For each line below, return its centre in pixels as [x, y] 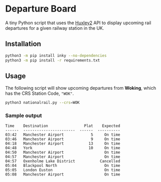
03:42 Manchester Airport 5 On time [63, 135]
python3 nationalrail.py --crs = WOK [43, 103]
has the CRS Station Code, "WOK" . [39, 93]
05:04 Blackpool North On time [63, 166]
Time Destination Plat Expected [63, 126]
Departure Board [41, 9]
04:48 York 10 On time [63, 148]
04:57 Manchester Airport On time [63, 157]
